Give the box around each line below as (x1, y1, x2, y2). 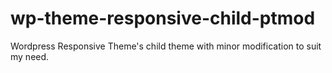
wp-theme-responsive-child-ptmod (10, 7, 316, 30)
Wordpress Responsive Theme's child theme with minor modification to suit (10, 40, 322, 52)
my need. (10, 50, 50, 62)
